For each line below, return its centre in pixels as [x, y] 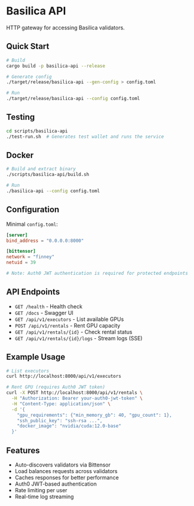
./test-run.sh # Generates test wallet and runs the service [85, 137]
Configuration [33, 210]
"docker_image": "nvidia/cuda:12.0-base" [69, 426]
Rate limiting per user [41, 490]
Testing [21, 117]
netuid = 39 [21, 263]
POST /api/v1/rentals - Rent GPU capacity [67, 325]
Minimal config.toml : [32, 224]
